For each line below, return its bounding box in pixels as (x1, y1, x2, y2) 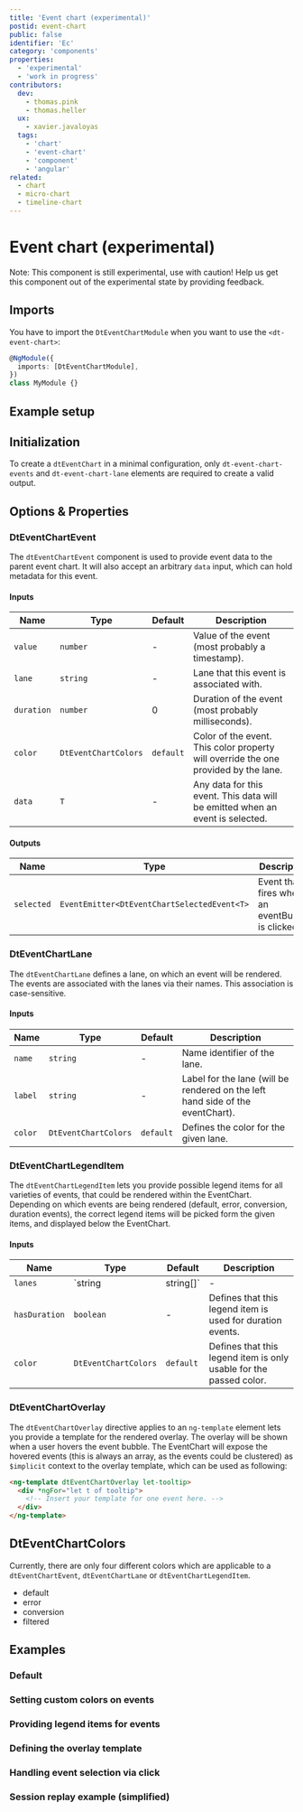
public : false (9, 30, 63, 39)
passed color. (208, 1374, 267, 1387)
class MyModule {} (9, 378, 78, 388)
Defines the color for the (181, 1121, 286, 1134)
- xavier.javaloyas (25, 123, 99, 132)
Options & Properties (9, 503, 129, 519)
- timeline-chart (17, 198, 83, 208)
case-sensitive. (9, 987, 67, 998)
